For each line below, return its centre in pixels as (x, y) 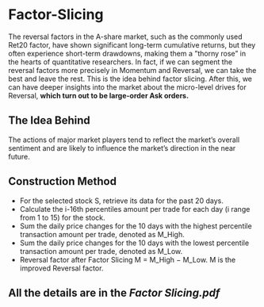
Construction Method (63, 181)
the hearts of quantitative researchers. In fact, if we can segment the (120, 62)
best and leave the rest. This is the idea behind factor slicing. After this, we (130, 79)
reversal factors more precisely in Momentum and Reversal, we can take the (132, 70)
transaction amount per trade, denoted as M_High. (102, 234)
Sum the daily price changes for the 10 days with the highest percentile (136, 226)
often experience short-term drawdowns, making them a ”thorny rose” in (127, 53)
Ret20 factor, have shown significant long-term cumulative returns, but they (132, 44)
